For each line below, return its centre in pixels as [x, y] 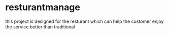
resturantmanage [43, 7]
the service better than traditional [40, 26]
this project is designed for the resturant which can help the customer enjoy [84, 21]
